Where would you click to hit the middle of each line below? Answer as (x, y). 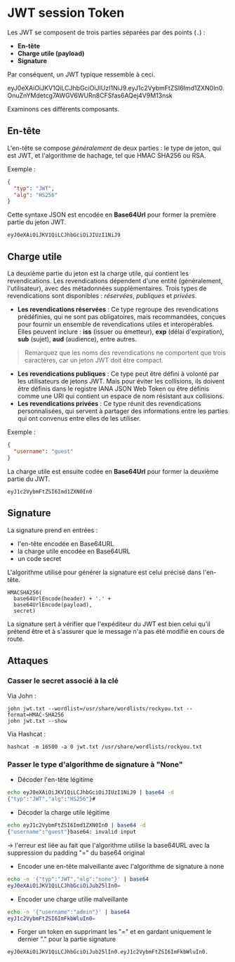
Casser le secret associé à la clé (63, 680)
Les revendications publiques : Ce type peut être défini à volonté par (118, 374)
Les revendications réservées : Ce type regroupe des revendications (118, 309)
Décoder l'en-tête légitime (55, 780)
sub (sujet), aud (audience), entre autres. (77, 339)
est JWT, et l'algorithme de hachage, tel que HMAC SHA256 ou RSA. (107, 155)
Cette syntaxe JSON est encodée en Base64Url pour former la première (112, 215)
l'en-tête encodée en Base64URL (66, 543)
